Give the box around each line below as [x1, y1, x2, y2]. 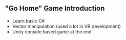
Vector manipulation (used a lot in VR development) [12, 23, 121, 29]
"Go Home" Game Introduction [5, 4, 105, 13]
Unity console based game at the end [12, 28, 92, 35]
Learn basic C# [12, 17, 45, 24]
